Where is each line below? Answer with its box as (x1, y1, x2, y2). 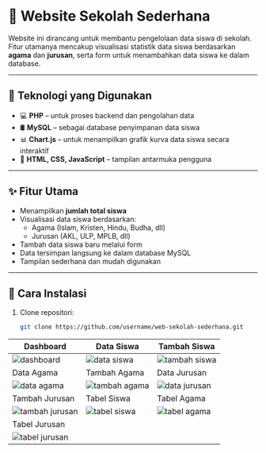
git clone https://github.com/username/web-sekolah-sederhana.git (19, 323, 244, 332)
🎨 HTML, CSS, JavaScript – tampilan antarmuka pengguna (19, 154, 212, 163)
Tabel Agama (157, 393, 206, 404)
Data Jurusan (157, 367, 207, 378)
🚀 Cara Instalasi (8, 286, 87, 300)
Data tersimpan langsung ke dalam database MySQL (19, 248, 192, 257)
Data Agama (12, 367, 58, 378)
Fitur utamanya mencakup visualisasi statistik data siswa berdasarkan (8, 41, 236, 51)
